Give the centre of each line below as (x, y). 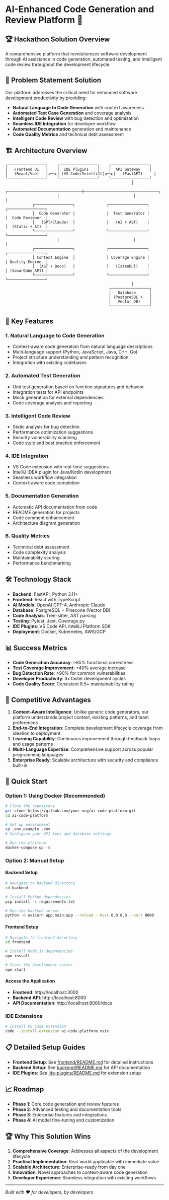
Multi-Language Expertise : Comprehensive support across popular (83, 749)
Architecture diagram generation (46, 523)
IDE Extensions (24, 1016)
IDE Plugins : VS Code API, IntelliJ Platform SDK (62, 626)
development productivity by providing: (46, 98)
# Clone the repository (30, 806)
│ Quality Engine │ (27, 262)
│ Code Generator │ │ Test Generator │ (91, 213)
